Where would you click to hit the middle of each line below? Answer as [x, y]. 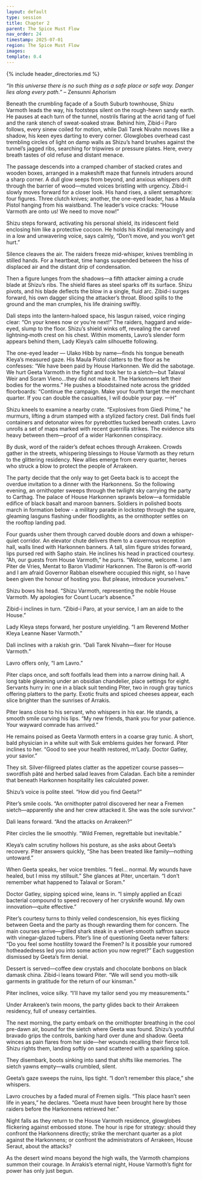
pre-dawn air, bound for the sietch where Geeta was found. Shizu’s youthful [100, 1029]
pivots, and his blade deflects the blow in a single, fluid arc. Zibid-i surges [98, 291]
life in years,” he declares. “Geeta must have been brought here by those [96, 1102]
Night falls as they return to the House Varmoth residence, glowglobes [93, 1120]
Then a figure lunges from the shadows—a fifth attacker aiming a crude [95, 278]
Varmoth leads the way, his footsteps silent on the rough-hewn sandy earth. [100, 110]
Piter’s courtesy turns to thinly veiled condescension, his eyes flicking [93, 918]
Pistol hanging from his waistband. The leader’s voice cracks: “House [93, 205]
